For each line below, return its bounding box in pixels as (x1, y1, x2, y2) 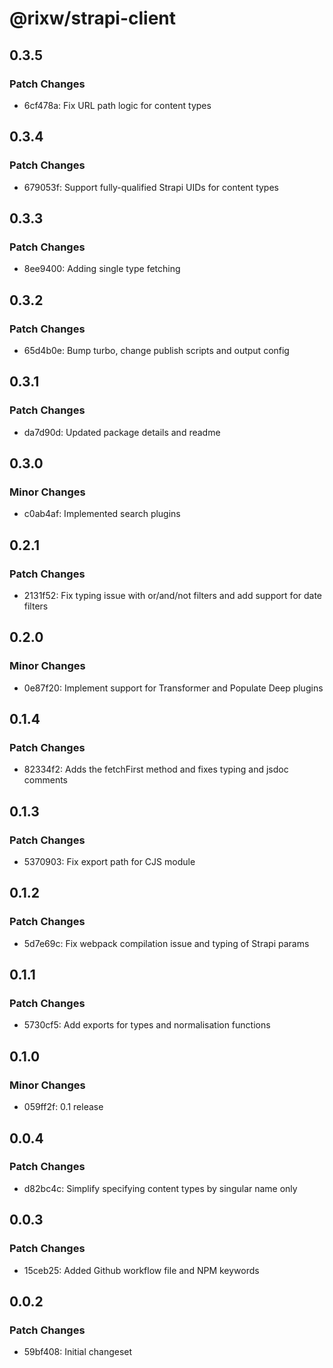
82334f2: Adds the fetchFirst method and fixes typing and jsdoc (23, 763, 289, 776)
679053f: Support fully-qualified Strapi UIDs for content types (23, 181, 279, 193)
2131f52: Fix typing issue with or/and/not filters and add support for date (23, 590, 323, 601)
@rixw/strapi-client (9, 7, 177, 30)
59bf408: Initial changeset (23, 1346, 133, 1358)
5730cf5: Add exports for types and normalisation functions (23, 1019, 271, 1031)
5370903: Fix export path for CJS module (23, 856, 196, 868)
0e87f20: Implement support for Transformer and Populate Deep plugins (23, 682, 324, 694)
